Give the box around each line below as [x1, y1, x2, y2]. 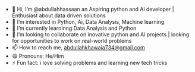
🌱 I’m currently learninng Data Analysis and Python [11, 24, 137, 32]
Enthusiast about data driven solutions [11, 12, 106, 19]
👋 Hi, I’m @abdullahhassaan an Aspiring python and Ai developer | [11, 6, 174, 12]
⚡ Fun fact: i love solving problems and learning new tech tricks [11, 60, 168, 66]
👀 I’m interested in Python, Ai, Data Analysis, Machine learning [11, 18, 165, 25]
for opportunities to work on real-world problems [11, 37, 132, 44]
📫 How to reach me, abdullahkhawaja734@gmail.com [11, 44, 146, 51]
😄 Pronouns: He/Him [11, 52, 64, 60]
